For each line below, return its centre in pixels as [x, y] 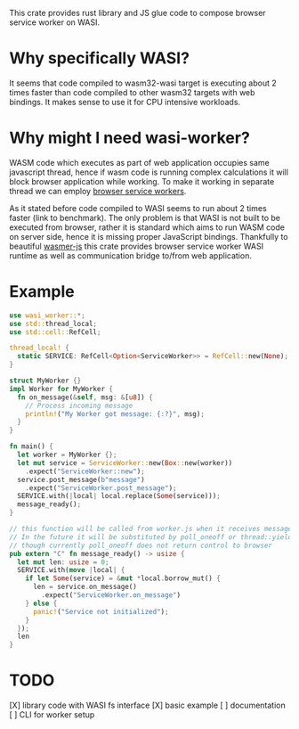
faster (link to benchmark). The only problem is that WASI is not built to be [145, 217]
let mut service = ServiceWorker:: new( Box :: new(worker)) [125, 463]
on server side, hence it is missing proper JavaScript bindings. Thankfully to [149, 236]
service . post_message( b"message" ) [81, 479]
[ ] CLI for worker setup [52, 715]
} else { [41, 603]
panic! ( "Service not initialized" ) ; [101, 611]
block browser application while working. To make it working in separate [142, 181]
